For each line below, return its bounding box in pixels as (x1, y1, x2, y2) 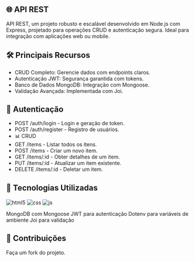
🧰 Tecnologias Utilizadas (6, 182, 98, 192)
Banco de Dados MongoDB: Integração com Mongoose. (14, 81, 150, 88)
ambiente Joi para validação (6, 216, 74, 223)
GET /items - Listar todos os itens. (14, 141, 97, 148)
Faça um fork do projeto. (6, 249, 66, 256)
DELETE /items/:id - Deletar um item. (14, 166, 104, 173)
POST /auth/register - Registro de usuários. (14, 126, 119, 133)
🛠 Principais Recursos (6, 50, 91, 60)
